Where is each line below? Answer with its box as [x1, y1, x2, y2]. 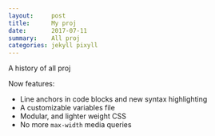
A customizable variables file [19, 103, 116, 113]
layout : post [8, 11, 66, 20]
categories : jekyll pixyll [8, 42, 98, 50]
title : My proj [8, 19, 78, 27]
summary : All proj [8, 34, 81, 42]
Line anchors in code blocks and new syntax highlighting [19, 94, 208, 104]
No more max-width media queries [19, 120, 132, 130]
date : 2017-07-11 [8, 26, 88, 34]
